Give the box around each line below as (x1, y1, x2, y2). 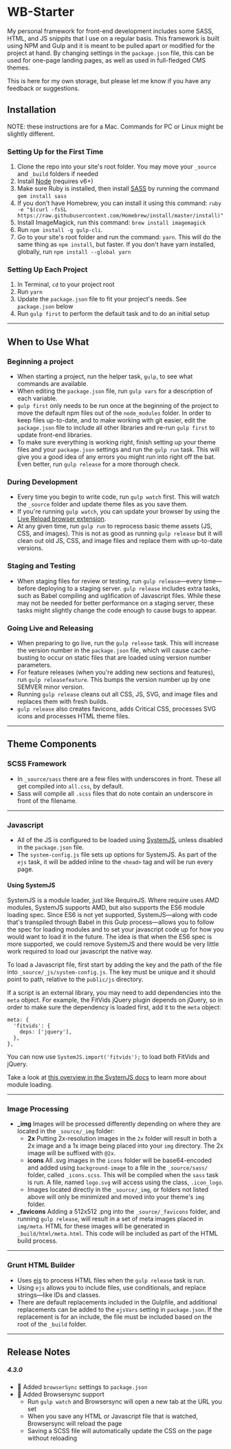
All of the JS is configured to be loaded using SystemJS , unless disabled (16, 835, 223, 844)
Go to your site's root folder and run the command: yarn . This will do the (16, 233, 221, 241)
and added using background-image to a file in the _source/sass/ (27, 1163, 208, 1172)
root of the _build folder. (16, 1320, 87, 1328)
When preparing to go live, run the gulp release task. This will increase (16, 638, 219, 647)
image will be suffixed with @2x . (27, 1149, 116, 1157)
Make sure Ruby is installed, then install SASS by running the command (16, 184, 219, 193)
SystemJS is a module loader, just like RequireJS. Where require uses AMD (7, 896, 220, 905)
